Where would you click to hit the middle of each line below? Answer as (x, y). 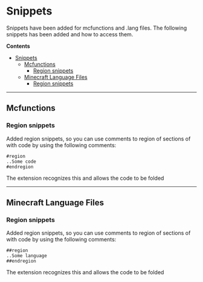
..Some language (27, 256)
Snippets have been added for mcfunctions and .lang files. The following (97, 28)
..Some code (21, 162)
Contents (18, 46)
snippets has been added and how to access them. (70, 34)
